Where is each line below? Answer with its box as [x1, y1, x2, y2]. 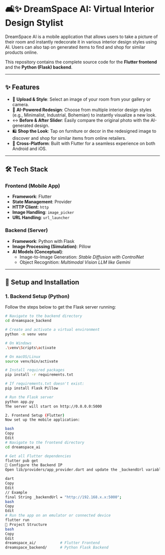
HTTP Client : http [12, 204, 49, 210]
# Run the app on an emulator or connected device [5, 513, 111, 518]
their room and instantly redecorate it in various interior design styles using [5, 39, 157, 44]
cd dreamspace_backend [5, 318, 52, 323]
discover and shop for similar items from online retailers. [12, 135, 127, 141]
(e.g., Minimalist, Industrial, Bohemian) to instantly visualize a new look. [12, 112, 157, 118]
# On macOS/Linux [5, 354, 41, 359]
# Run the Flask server [5, 395, 54, 399]
